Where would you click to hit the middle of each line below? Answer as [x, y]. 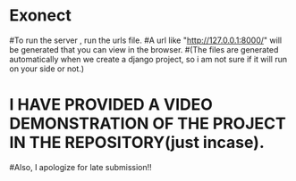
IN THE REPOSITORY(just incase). [137, 143]
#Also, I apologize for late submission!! [80, 167]
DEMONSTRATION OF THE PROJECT [148, 123]
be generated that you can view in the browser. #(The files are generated [144, 49]
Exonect [40, 16]
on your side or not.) [47, 69]
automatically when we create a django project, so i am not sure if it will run [148, 59]
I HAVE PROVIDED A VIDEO [111, 105]
